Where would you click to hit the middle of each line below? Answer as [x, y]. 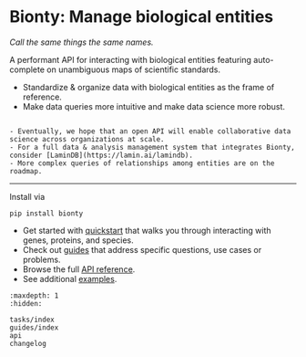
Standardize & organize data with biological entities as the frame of [148, 87]
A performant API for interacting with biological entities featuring [131, 59]
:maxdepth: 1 [34, 295]
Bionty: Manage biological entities [142, 17]
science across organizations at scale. [87, 139]
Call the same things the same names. [82, 42]
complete [27, 69]
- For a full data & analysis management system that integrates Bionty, [153, 147]
